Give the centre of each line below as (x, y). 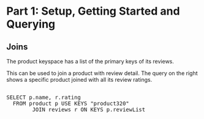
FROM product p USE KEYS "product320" (71, 103)
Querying (31, 24)
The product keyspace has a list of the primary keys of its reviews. (90, 61)
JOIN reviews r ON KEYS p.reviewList (89, 110)
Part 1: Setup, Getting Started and (93, 11)
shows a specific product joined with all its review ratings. (79, 80)
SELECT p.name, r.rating (43, 97)
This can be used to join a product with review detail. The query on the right (102, 73)
